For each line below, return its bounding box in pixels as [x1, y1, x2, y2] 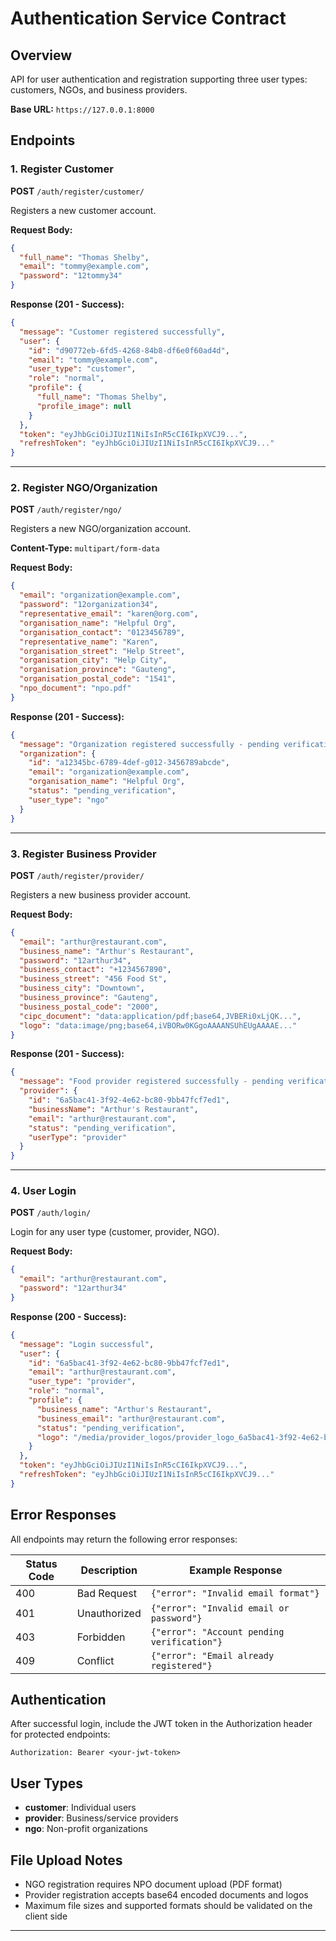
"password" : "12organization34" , [19, 600, 159, 610]
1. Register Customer [10, 162, 114, 176]
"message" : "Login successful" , [19, 1339, 155, 1349]
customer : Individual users [24, 1802, 137, 1814]
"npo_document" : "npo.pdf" [19, 683, 132, 694]
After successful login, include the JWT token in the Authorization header [10, 1718, 313, 1730]
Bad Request [76, 1586, 137, 1600]
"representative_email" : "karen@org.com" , [19, 609, 199, 619]
